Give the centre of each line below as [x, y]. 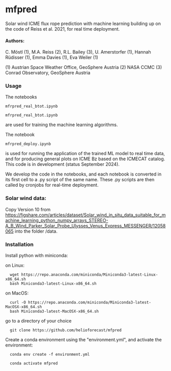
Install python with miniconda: [37, 256]
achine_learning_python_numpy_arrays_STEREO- [57, 220]
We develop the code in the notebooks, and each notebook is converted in [83, 174]
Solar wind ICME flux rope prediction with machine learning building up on [83, 23]
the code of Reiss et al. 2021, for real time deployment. [63, 29]
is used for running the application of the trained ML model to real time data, [85, 154]
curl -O [18, 303]
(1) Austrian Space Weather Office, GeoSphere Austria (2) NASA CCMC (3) [84, 67]
